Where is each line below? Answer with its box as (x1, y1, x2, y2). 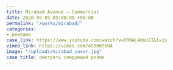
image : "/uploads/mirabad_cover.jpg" (6, 49, 102, 55)
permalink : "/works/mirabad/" (6, 20, 83, 26)
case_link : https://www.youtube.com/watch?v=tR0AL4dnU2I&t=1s (6, 37, 168, 43)
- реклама (6, 32, 32, 38)
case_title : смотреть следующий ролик (6, 54, 105, 60)
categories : (6, 26, 37, 32)
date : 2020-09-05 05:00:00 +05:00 (6, 15, 94, 21)
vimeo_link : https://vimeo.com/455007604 (6, 43, 113, 49)
